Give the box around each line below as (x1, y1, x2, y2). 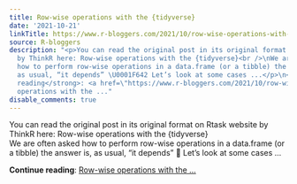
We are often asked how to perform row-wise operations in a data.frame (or (9, 138, 286, 149)
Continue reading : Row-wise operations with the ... (9, 165, 196, 175)
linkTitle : (9, 29, 49, 38)
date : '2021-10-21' (9, 21, 81, 30)
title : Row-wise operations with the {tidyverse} (9, 12, 196, 22)
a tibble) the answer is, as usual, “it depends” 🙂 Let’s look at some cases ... (9, 148, 282, 158)
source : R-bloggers (9, 37, 81, 47)
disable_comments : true (9, 95, 97, 104)
